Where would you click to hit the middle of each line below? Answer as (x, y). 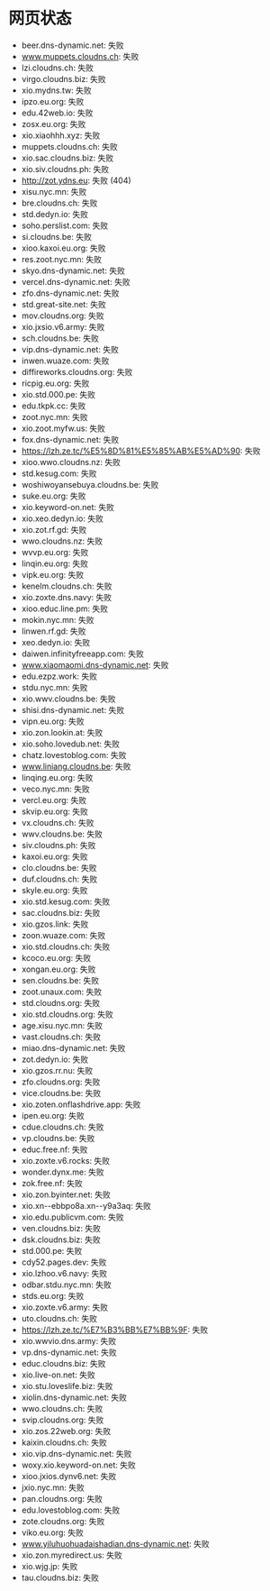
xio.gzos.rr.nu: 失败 (57, 1070)
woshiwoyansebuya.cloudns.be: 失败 (90, 484)
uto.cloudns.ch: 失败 (59, 1318)
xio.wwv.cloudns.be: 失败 (68, 699)
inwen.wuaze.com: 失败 (65, 361)
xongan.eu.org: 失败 (58, 969)
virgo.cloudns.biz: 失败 (64, 78)
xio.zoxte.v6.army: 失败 (65, 1307)
